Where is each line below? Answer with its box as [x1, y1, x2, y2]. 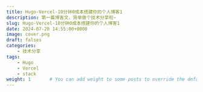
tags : [6, 54, 20, 60]
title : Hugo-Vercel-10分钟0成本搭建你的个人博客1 [6, 8, 123, 15]
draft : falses [6, 37, 42, 43]
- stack [17, 71, 36, 77]
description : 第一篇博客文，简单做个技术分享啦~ [6, 15, 117, 21]
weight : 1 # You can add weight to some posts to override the [6, 76, 185, 82]
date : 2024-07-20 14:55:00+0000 [6, 25, 88, 32]
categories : [6, 43, 36, 49]
